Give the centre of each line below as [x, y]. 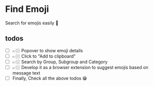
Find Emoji [27, 9]
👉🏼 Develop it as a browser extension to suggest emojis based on [80, 67]
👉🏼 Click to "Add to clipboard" [44, 56]
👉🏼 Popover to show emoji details [47, 50]
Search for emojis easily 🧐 [32, 23]
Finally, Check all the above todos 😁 [50, 78]
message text [26, 73]
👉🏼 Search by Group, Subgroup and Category [60, 62]
